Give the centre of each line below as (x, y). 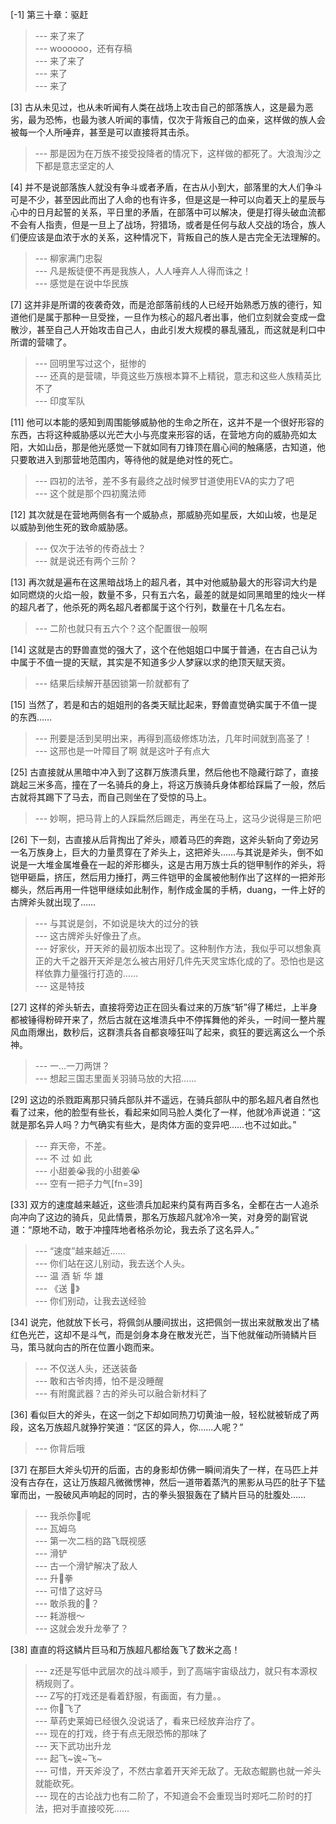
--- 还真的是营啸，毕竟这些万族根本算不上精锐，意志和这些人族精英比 (178, 376)
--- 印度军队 (60, 401)
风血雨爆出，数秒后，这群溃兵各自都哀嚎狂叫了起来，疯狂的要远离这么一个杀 (168, 1032)
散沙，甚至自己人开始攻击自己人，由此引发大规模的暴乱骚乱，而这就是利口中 (168, 329)
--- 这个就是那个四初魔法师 (90, 493)
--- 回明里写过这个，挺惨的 (90, 363)
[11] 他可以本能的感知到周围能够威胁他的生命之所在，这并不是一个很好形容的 (167, 422)
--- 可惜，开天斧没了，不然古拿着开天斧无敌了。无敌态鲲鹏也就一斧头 (178, 1771)
